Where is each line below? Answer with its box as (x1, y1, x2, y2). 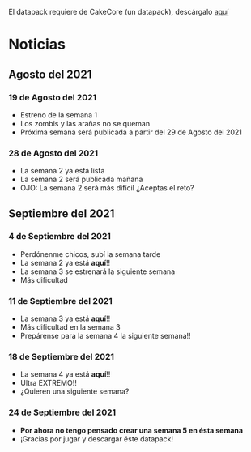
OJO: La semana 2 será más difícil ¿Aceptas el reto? (19, 183, 194, 193)
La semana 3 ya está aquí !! (19, 313, 111, 323)
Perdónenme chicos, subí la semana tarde (19, 249, 161, 258)
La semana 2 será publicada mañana (19, 174, 143, 185)
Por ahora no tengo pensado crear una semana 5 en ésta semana (19, 425, 244, 435)
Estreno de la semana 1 (19, 109, 98, 120)
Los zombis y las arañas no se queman (19, 118, 151, 128)
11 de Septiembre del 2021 (8, 295, 113, 306)
